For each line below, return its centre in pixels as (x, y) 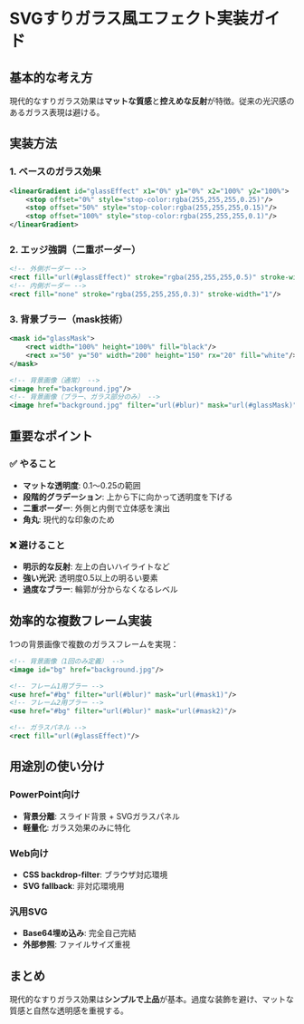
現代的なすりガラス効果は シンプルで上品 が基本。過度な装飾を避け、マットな (152, 1000)
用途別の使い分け (57, 767)
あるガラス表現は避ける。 (57, 112)
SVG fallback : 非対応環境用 (73, 885)
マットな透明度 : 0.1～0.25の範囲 (82, 485)
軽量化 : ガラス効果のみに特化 (76, 827)
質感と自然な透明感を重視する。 (69, 1010)
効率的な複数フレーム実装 (81, 620)
